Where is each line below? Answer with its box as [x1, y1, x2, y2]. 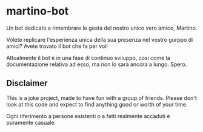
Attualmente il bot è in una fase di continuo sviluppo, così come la [6, 54, 171, 61]
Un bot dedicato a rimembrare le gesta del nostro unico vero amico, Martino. [6, 24, 198, 31]
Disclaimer [6, 78, 48, 88]
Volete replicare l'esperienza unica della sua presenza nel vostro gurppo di [6, 36, 193, 43]
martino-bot [6, 4, 69, 18]
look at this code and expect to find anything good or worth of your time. [6, 101, 188, 108]
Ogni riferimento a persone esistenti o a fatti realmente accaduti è [6, 112, 171, 119]
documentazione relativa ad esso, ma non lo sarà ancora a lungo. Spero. [6, 61, 187, 68]
